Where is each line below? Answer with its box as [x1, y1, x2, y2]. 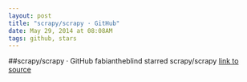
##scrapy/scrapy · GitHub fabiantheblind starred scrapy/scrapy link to [8, 56, 239, 66]
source [8, 65, 32, 75]
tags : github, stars [8, 34, 78, 43]
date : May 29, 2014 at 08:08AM [8, 27, 113, 35]
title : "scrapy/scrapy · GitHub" [8, 19, 120, 27]
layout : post [8, 11, 52, 20]
